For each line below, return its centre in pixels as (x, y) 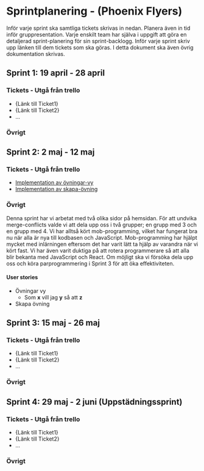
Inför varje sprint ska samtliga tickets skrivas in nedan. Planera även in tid (98, 28)
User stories (22, 277)
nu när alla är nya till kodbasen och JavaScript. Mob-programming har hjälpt (102, 237)
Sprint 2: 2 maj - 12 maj (51, 152)
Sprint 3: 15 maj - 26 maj (53, 323)
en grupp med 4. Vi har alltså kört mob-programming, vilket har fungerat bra (102, 231)
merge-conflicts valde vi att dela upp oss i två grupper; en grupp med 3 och (101, 225)
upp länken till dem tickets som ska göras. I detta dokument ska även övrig (100, 47)
